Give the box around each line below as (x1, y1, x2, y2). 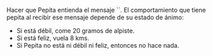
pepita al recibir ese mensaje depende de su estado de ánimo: (6, 13, 184, 21)
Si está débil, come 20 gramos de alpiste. (16, 27, 135, 35)
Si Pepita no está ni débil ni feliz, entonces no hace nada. (16, 41, 180, 49)
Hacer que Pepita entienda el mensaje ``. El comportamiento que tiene (6, 6, 206, 14)
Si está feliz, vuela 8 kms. (16, 34, 89, 42)
